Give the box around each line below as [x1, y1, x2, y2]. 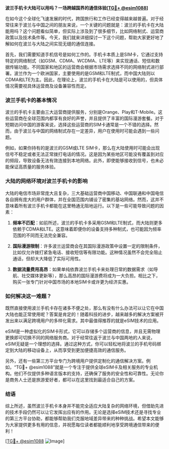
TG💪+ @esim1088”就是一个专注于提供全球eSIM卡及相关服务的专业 [16, 364, 154, 370]
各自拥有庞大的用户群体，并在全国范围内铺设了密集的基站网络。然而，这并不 [5, 196, 164, 202]
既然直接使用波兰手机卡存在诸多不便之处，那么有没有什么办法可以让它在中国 [5, 305, 164, 311]
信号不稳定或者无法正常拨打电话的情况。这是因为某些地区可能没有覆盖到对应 [5, 151, 164, 158]
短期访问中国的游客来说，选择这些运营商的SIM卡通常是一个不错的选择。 [5, 122, 154, 128]
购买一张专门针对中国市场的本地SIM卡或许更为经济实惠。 [12, 279, 131, 285]
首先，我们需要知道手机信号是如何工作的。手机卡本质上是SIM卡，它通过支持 [5, 51, 163, 57]
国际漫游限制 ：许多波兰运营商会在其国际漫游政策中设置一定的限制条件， [12, 243, 162, 249]
